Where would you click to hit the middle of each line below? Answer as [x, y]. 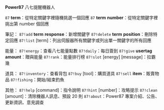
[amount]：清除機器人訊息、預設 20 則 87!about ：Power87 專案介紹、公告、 [82, 96]
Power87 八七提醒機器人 [30, 7]
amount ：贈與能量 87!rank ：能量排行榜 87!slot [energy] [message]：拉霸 [81, 57]
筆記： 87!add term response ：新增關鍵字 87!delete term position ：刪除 [79, 34]
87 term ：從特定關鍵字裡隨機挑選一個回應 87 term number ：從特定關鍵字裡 [82, 18]
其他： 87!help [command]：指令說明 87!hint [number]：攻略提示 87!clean [81, 90]
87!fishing [22, 80]
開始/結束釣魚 [51, 80]
